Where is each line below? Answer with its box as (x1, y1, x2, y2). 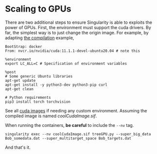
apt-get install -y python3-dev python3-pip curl (5, 82, 108, 87)
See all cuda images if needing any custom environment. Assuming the (5, 108, 147, 113)
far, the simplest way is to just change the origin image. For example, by (5, 30, 149, 35)
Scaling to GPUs (5, 3, 71, 15)
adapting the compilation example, (5, 35, 74, 41)
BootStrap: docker (5, 44, 42, 49)
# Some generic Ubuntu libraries (5, 74, 73, 78)
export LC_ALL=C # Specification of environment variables (5, 61, 127, 66)
